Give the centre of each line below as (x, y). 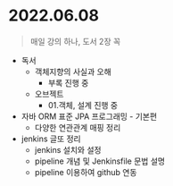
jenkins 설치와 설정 (68, 149)
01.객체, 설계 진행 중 (82, 105)
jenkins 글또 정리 (51, 139)
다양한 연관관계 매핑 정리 (78, 127)
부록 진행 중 (68, 82)
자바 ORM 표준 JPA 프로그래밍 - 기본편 (89, 116)
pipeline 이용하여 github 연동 (86, 172)
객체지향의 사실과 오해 (73, 72)
